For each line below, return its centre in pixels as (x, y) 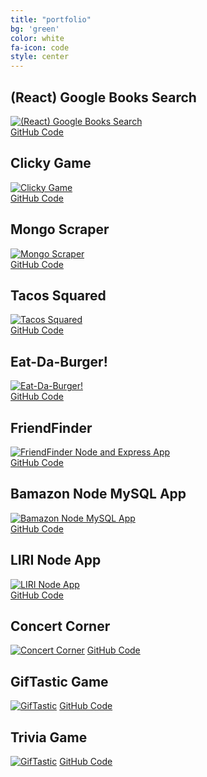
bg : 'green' (35, 29)
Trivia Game (49, 737)
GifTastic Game (59, 681)
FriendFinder (51, 427)
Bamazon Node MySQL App (98, 494)
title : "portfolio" (51, 19)
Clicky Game (51, 163)
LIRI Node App (56, 560)
